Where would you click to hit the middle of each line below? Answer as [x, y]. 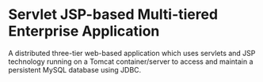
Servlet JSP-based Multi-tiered [113, 15]
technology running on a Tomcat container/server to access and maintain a [131, 61]
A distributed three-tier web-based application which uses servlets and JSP [132, 53]
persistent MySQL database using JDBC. [75, 69]
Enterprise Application [84, 31]
